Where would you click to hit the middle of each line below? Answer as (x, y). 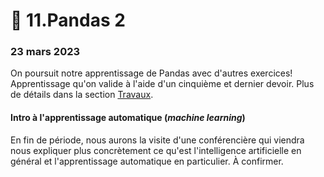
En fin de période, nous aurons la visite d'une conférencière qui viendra (157, 140)
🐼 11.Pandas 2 (68, 20)
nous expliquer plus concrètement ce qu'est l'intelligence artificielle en (156, 150)
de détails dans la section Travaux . (82, 95)
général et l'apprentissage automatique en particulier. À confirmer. (147, 161)
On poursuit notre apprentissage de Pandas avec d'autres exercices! (151, 73)
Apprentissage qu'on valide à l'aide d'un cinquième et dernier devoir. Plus (162, 84)
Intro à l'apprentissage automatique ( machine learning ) (128, 118)
